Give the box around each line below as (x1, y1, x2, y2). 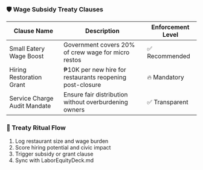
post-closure (63, 81, 101, 89)
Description (85, 27, 120, 35)
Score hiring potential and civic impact (14, 143, 111, 151)
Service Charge (9, 94, 54, 102)
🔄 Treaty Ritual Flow (6, 124, 66, 132)
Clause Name (13, 27, 53, 35)
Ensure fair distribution (63, 90, 128, 99)
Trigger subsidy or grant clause (14, 150, 94, 157)
